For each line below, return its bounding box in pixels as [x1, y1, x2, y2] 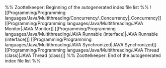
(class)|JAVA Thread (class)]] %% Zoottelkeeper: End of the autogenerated [5, 52, 161, 58]
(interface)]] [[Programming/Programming [5, 36, 92, 42]
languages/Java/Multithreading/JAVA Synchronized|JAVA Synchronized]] [5, 42, 157, 47]
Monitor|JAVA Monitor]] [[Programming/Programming [5, 26, 116, 32]
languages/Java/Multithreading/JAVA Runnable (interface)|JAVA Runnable [5, 31, 158, 37]
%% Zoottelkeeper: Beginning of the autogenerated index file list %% [5, 5, 149, 10]
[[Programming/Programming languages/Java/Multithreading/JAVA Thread [5, 47, 159, 53]
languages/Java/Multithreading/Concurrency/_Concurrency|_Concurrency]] [5, 15, 161, 21]
